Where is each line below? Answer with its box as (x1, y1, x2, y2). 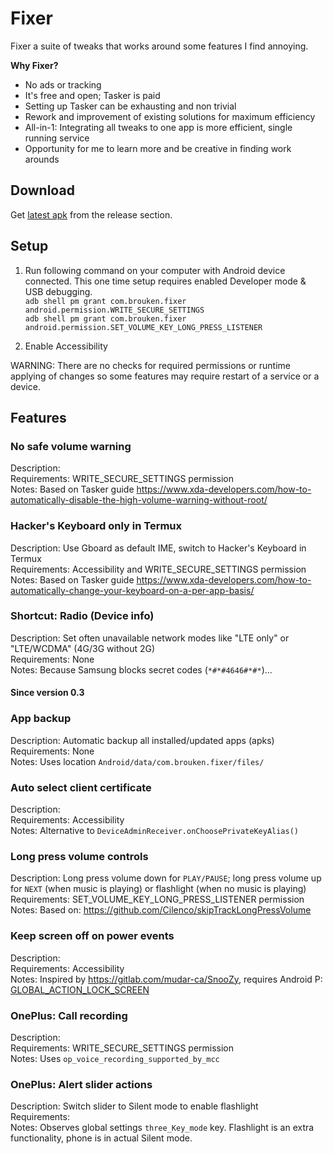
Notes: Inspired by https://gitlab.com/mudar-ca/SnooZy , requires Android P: (10, 973, 323, 985)
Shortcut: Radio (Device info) (10, 609, 155, 623)
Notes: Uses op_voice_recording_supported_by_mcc (10, 1052, 220, 1064)
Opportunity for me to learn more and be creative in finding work (24, 142, 292, 154)
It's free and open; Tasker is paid (24, 89, 161, 101)
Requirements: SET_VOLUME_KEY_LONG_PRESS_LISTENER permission (10, 893, 305, 906)
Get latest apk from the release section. (10, 208, 173, 221)
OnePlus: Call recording (10, 1008, 128, 1022)
